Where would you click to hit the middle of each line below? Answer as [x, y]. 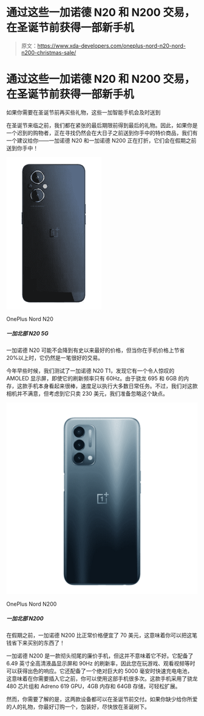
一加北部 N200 [25, 619]
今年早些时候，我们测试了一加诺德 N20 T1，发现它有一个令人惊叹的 [90, 370]
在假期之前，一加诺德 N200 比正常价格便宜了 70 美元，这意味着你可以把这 [99, 635]
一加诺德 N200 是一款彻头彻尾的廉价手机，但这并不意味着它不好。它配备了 [100, 656]
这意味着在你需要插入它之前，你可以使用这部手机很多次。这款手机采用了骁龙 [102, 678]
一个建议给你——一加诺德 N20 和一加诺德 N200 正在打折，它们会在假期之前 [101, 140]
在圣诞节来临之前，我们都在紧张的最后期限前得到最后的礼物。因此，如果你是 [102, 125]
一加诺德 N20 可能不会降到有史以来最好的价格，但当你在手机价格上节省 [96, 350]
